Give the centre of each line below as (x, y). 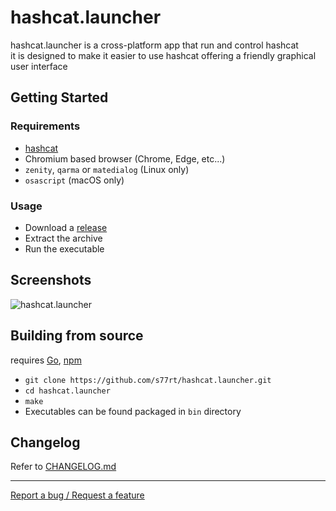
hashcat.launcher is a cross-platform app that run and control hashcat (154, 45)
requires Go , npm (46, 360)
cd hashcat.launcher (67, 391)
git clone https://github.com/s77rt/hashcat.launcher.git (148, 380)
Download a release (66, 227)
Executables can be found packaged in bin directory (133, 411)
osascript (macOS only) (74, 180)
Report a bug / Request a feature (77, 495)
